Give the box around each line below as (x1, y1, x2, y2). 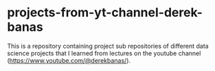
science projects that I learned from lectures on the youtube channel (7, 49, 201, 57)
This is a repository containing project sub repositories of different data (7, 42, 209, 50)
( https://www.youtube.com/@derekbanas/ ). (7, 56, 131, 64)
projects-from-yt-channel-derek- (7, 5, 203, 20)
